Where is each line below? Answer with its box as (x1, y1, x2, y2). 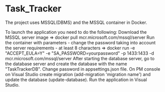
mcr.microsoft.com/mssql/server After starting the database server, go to (5, 55, 155, 61)
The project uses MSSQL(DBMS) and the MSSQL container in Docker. (5, 19, 147, 25)
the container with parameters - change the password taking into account (5, 39, 156, 45)
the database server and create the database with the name (5, 61, 127, 67)
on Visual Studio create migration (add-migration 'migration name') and (5, 71, 151, 77)
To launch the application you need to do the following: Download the (5, 29, 147, 35)
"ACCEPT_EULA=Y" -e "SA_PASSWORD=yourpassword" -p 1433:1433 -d (5, 50, 155, 56)
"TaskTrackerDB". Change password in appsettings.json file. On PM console (5, 66, 161, 72)
